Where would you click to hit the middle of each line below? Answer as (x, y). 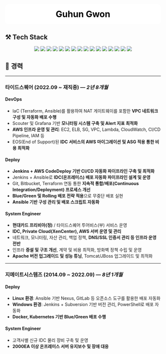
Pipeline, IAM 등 (28, 135)
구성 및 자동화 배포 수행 (34, 117)
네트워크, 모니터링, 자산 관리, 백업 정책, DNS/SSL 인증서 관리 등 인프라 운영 (84, 237)
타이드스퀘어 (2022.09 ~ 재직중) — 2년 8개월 (57, 87)
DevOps (14, 99)
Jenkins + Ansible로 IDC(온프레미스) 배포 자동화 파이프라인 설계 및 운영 (81, 177)
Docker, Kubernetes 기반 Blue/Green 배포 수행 (59, 317)
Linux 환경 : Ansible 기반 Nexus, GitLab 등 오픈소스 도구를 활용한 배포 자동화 (86, 298)
